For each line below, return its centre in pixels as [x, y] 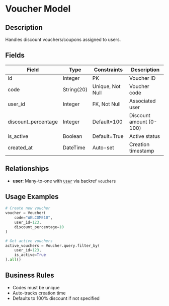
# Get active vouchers [29, 241]
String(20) [75, 89]
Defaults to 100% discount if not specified [56, 298]
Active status [145, 136]
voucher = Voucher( [26, 213]
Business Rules [30, 275]
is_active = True [30, 255]
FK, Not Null [106, 104]
